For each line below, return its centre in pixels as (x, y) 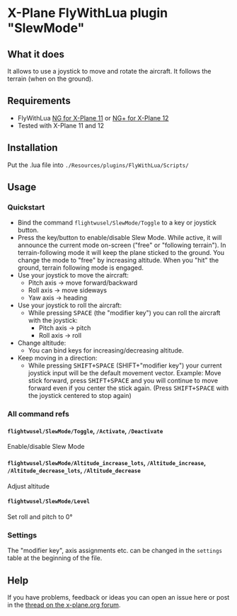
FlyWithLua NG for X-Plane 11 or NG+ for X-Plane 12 (93, 118)
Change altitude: (42, 343)
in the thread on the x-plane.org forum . (64, 605)
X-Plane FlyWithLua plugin (88, 13)
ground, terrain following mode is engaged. (80, 268)
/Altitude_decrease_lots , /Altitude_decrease (74, 470)
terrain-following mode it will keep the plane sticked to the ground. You (121, 253)
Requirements (39, 101)
